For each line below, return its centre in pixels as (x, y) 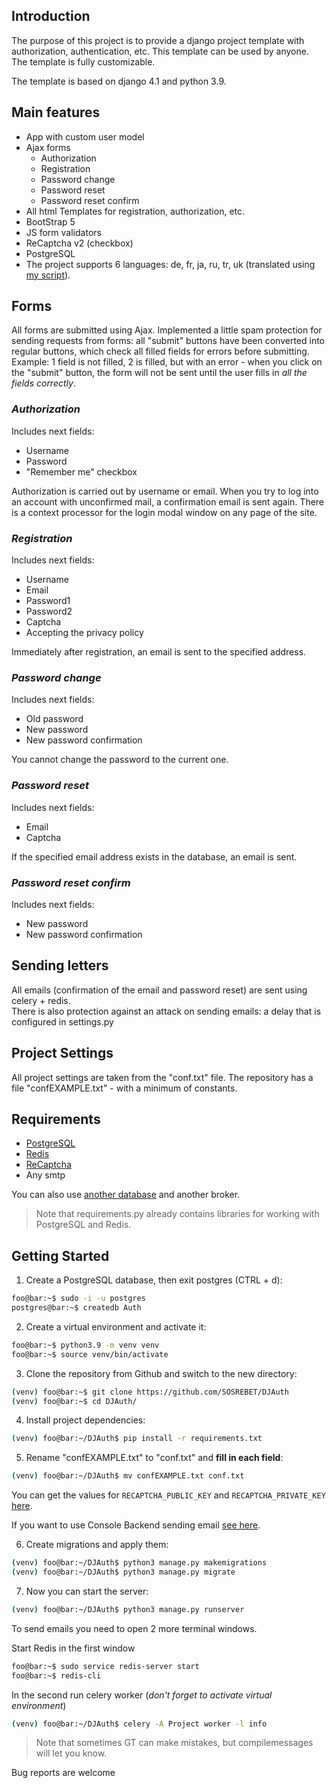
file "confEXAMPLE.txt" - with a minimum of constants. (124, 1088)
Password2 (49, 611)
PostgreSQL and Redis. (83, 1225)
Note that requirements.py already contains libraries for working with (177, 1214)
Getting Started (60, 1255)
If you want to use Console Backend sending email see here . (136, 1525)
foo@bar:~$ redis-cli (56, 1675)
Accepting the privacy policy (84, 633)
